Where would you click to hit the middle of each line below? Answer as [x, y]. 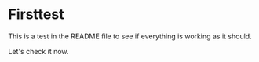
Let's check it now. [38, 51]
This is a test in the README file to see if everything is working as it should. [130, 36]
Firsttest [36, 15]
